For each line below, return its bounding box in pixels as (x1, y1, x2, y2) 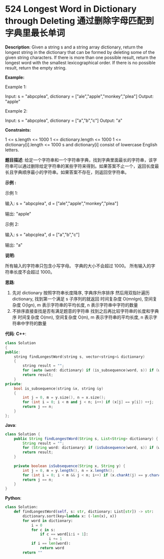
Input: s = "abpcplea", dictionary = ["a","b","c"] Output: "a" (5, 117, 123, 123)
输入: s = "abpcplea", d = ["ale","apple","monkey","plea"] (5, 200, 119, 206)
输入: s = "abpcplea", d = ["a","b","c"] (5, 232, 80, 237)
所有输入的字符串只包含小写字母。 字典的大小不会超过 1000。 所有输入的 (5, 263, 151, 269)
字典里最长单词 (5, 28, 65, 39)
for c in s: (31, 527, 56, 532)
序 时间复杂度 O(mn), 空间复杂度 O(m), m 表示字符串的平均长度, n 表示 (12, 314, 153, 320)
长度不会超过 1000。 (13, 269, 55, 275)
